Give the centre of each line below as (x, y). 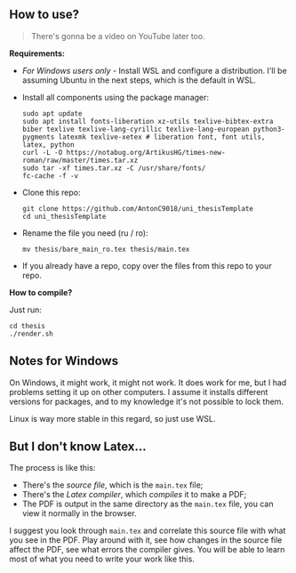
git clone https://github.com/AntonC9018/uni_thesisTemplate (138, 208)
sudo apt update (52, 113)
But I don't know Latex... (78, 447)
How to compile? (41, 292)
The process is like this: (52, 468)
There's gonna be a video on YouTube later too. (118, 36)
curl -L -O (42, 152)
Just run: (26, 310)
